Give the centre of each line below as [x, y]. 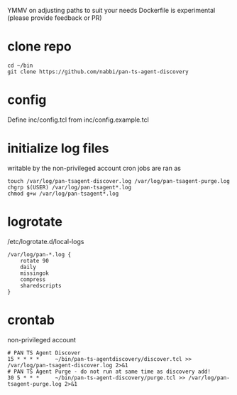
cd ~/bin [20, 65]
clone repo [40, 47]
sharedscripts [41, 285]
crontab [31, 320]
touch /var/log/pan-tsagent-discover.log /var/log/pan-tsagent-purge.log [119, 181]
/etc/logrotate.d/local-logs [46, 241]
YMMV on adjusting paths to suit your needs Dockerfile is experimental [111, 10]
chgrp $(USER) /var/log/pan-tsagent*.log [70, 187]
